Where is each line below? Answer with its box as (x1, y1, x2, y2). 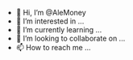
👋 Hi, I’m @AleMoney (15, 8, 86, 17)
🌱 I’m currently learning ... (15, 25, 102, 34)
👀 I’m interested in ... (15, 16, 85, 26)
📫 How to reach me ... (15, 43, 91, 52)
